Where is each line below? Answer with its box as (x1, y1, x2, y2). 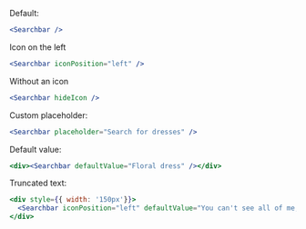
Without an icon (9, 75, 69, 86)
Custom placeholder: (9, 109, 88, 121)
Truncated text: (9, 177, 66, 189)
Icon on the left (9, 41, 66, 53)
